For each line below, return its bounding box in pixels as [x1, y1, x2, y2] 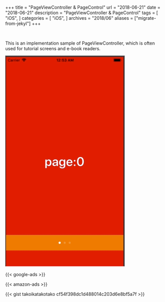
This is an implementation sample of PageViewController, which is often [5, 40, 155, 46]
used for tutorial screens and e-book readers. [5, 46, 101, 51]
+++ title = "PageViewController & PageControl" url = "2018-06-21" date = [5, 5, 161, 10]
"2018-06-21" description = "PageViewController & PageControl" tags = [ [5, 10, 158, 16]
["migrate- [134, 15, 156, 21]
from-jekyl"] [5, 20, 31, 26]
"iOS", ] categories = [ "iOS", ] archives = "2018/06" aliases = [5, 15, 134, 21]
